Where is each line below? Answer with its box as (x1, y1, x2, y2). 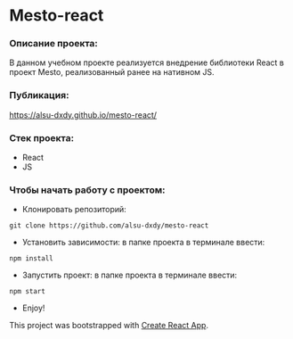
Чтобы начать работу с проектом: (9, 184, 167, 196)
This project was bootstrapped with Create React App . (9, 320, 209, 331)
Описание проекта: (9, 37, 98, 50)
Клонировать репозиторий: (21, 204, 126, 215)
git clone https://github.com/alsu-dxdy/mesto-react (9, 221, 209, 230)
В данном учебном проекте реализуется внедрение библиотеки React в (9, 57, 285, 68)
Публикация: (9, 89, 69, 102)
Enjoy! (21, 302, 45, 313)
